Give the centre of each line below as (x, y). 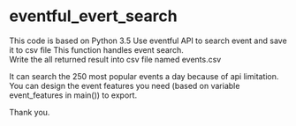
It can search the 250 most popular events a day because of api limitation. (144, 76)
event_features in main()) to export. (73, 95)
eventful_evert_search (94, 16)
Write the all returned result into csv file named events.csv (115, 59)
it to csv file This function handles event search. (96, 49)
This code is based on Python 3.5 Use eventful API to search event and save (148, 41)
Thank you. (30, 112)
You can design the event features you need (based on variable (125, 85)
